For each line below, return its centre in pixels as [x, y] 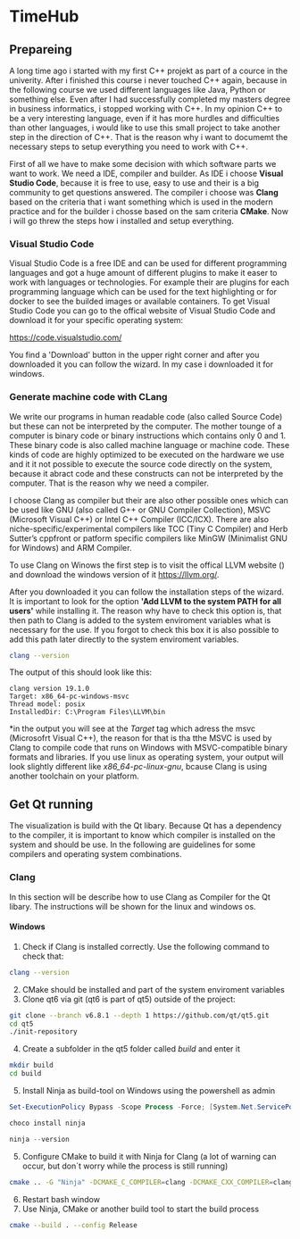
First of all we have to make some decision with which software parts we [143, 164]
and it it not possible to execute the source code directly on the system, [141, 464]
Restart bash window [61, 1199]
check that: [43, 956]
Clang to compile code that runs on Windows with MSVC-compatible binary [149, 748]
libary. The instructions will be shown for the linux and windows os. [133, 906]
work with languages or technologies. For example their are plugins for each [150, 282]
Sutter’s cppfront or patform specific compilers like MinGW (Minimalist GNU [149, 538]
